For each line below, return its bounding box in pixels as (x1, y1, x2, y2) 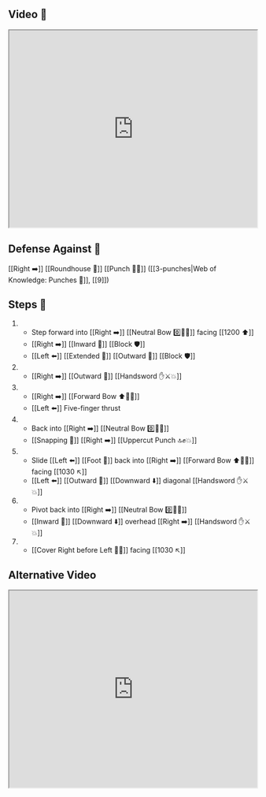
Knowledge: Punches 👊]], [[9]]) (8, 275, 109, 285)
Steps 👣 (8, 298, 47, 311)
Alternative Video (8, 568, 97, 582)
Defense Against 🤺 (8, 242, 102, 256)
